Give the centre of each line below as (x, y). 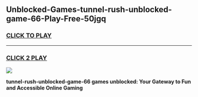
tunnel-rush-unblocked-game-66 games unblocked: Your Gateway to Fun (99, 81)
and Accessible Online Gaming (44, 88)
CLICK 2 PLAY (27, 58)
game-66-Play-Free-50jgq (56, 19)
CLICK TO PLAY (29, 36)
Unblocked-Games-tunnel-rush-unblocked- (89, 10)
